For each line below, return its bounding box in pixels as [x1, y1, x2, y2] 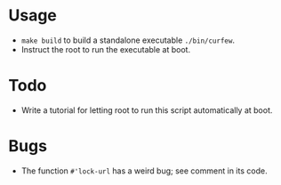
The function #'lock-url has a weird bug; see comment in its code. [20, 165, 268, 176]
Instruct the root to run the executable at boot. [20, 44, 191, 54]
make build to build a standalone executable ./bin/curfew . [20, 35, 235, 45]
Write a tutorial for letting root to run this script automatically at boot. [20, 104, 273, 116]
